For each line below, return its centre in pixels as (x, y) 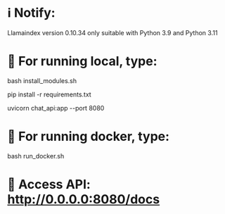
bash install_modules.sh (42, 80)
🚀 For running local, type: (82, 62)
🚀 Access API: (49, 184)
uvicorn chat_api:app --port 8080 (56, 108)
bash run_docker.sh (36, 156)
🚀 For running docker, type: (89, 137)
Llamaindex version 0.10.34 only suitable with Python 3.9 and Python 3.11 (112, 32)
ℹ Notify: (31, 13)
